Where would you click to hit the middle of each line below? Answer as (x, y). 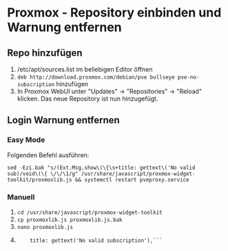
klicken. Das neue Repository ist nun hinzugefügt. (87, 99)
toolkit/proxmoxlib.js (40, 180)
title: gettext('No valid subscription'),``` (96, 240)
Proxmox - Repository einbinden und (114, 13)
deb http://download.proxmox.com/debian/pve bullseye (96, 77)
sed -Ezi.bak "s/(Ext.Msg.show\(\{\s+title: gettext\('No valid (101, 168)
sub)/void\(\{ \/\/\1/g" (43, 174)
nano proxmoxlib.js (45, 227)
